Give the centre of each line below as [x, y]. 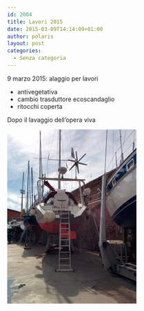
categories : [24, 51]
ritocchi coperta [40, 106]
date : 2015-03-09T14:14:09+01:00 [55, 29]
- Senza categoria [40, 58]
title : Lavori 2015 [35, 22]
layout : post [26, 44]
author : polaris [30, 36]
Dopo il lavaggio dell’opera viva [52, 120]
